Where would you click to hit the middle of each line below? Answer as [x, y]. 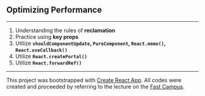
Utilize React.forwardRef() [49, 63]
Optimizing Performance [54, 10]
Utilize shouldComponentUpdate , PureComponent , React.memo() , [90, 43]
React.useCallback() [41, 50]
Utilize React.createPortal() [51, 56]
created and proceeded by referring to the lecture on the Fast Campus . [95, 86]
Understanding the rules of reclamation [65, 30]
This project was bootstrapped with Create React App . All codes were [94, 80]
